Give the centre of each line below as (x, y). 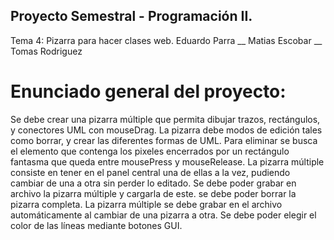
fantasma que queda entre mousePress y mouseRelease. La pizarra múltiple (167, 161)
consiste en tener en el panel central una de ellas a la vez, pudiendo (150, 172)
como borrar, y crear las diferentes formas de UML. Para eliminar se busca (164, 140)
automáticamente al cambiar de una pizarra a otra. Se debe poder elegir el (163, 215)
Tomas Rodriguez (46, 51)
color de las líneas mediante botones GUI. (96, 225)
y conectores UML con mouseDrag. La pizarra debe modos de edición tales (166, 130)
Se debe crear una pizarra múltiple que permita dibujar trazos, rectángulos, (165, 119)
